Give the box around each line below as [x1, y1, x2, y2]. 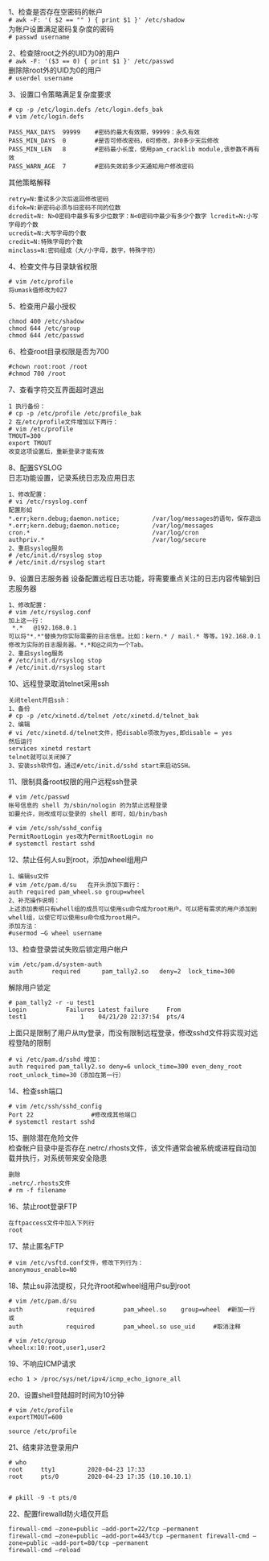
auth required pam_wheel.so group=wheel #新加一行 [8, 1306, 255, 1314]
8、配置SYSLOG [8, 463, 63, 473]
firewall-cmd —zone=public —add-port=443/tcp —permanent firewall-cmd [8, 1532, 250, 1540]
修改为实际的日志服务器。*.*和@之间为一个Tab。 [8, 641, 148, 649]
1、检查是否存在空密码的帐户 [8, 7, 103, 16]
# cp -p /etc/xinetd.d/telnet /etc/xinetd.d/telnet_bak [8, 712, 199, 720]
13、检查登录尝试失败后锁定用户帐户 [8, 944, 128, 954]
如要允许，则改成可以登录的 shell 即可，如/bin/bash [8, 810, 168, 818]
